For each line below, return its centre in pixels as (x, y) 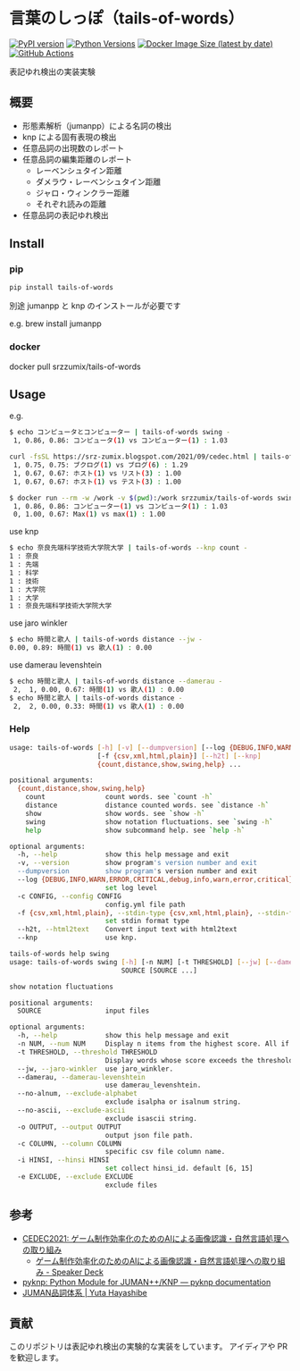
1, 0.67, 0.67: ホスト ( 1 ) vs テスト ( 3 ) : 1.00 (97, 482)
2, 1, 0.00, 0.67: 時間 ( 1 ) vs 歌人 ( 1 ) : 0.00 (99, 689)
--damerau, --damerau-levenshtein (81, 1077)
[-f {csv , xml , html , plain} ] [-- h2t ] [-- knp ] (179, 756)
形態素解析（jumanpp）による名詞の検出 (97, 125)
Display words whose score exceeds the (179, 1060)
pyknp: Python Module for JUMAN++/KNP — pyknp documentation (146, 1282)
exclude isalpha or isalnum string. (173, 1102)
